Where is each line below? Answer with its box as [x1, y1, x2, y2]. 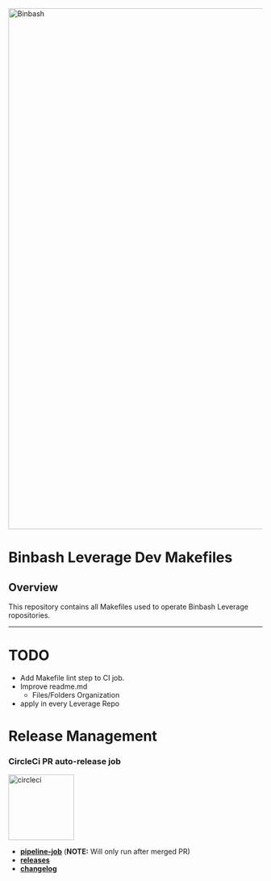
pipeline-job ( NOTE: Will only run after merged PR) [19, 847, 191, 857]
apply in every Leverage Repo [19, 699, 119, 708]
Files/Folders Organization [31, 690, 120, 699]
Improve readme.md [19, 682, 88, 691]
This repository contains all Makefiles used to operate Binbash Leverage [8, 602, 248, 611]
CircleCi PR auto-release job [8, 756, 121, 767]
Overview [8, 581, 59, 594]
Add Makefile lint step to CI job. [19, 673, 125, 682]
